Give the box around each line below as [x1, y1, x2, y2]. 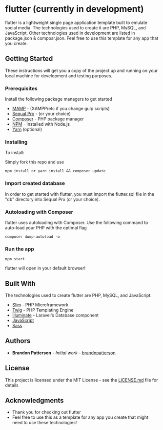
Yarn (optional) [12, 126, 42, 133]
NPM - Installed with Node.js [12, 121, 70, 127]
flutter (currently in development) [5, 3, 144, 15]
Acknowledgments [5, 396, 64, 405]
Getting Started [5, 55, 53, 63]
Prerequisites [5, 85, 38, 91]
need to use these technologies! [12, 420, 77, 426]
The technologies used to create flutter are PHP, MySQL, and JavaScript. [5, 293, 152, 298]
